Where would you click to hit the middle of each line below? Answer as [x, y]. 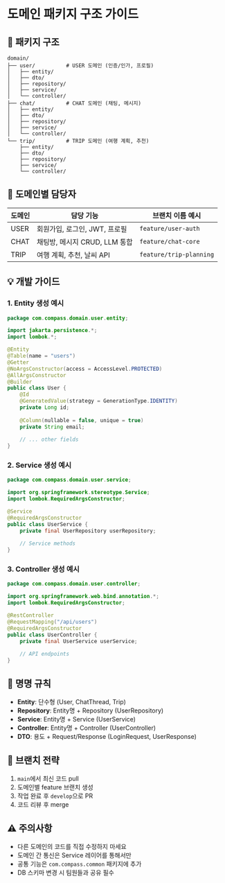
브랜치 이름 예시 [177, 216]
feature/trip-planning [177, 254]
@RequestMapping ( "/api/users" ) [52, 622]
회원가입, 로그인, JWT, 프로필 [82, 229]
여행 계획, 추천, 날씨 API [74, 255]
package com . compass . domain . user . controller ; [74, 584]
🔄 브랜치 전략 [34, 761]
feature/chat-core [170, 241]
